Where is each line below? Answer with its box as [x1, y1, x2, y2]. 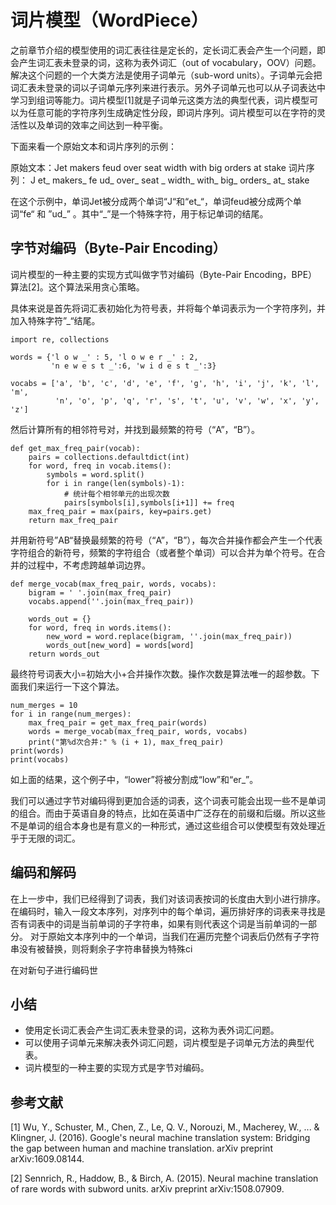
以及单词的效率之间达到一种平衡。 [27, 119, 168, 131]
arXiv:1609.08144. [10, 1153, 85, 1165]
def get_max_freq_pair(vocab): [10, 443, 141, 453]
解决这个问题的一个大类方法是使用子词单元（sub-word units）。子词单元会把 [10, 69, 323, 81]
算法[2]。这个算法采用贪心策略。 [10, 281, 145, 293]
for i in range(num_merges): [10, 709, 132, 719]
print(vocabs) [10, 754, 70, 765]
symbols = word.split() [46, 469, 145, 480]
